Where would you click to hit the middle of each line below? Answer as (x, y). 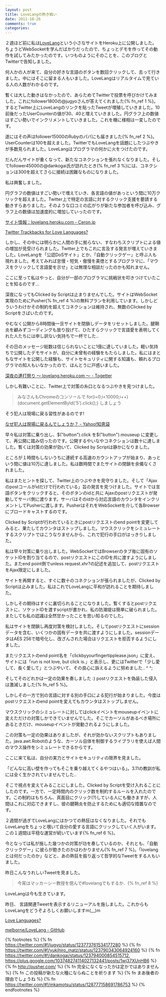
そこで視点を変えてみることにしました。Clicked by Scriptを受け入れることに (83, 785)
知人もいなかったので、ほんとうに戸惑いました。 (72, 365)
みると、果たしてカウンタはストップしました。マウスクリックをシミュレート (83, 529)
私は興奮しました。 (25, 183)
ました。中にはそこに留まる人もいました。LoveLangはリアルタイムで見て (80, 78)
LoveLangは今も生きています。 (37, 894)
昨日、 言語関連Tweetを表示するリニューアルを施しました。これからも (77, 904)
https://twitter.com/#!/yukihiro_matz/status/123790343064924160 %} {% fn (83, 950)
